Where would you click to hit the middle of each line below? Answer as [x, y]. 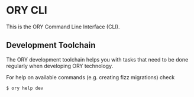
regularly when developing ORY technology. [60, 66]
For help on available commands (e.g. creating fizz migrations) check [90, 77]
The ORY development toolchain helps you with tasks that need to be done [97, 59]
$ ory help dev [25, 88]
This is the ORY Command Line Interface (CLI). [63, 27]
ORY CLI [27, 10]
